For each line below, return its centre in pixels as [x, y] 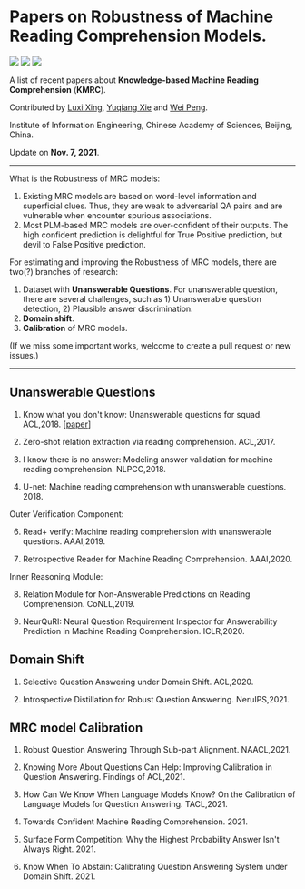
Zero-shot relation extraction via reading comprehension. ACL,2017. [149, 441]
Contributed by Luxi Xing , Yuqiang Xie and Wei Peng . [109, 107]
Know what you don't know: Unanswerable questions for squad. [143, 414]
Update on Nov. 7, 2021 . [54, 152]
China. [22, 135]
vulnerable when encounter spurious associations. [117, 215]
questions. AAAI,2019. [64, 541]
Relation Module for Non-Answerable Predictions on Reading [136, 594]
